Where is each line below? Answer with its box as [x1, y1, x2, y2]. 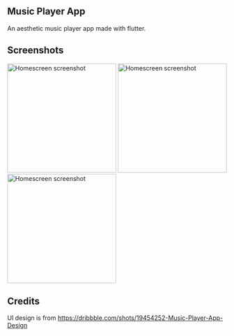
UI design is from [7, 314, 57, 322]
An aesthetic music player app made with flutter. [7, 24, 146, 32]
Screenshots [7, 45, 64, 57]
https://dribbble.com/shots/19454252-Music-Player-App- [57, 314, 224, 322]
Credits [7, 295, 40, 307]
